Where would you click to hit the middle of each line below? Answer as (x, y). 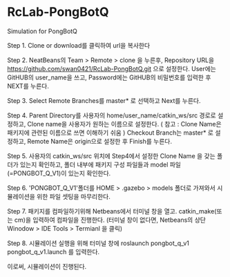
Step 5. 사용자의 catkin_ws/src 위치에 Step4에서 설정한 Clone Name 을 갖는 (111, 155)
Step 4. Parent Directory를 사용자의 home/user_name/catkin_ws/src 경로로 (112, 115)
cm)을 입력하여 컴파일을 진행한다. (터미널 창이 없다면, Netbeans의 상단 (110, 220)
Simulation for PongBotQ (42, 31)
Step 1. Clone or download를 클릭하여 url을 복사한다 (79, 45)
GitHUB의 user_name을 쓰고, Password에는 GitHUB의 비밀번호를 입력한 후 (109, 77)
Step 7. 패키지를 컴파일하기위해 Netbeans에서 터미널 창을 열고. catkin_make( (112, 211)
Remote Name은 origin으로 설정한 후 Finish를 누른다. (100, 141)
